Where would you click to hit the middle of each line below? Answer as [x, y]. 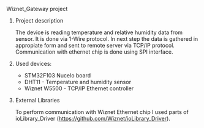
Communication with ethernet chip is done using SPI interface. [94, 52]
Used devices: [33, 64]
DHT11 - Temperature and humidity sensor [78, 82]
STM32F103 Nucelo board [58, 75]
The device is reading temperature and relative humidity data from [99, 32]
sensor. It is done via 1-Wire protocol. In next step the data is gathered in [107, 39]
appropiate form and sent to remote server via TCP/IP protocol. [95, 45]
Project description [39, 20]
